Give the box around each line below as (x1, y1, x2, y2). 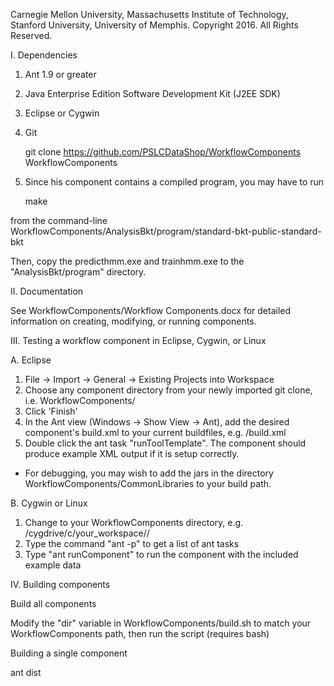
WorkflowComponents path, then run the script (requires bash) (10, 628, 270, 639)
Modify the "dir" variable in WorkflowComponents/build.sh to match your (10, 617, 312, 629)
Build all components (10, 598, 97, 609)
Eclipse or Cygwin (24, 107, 100, 119)
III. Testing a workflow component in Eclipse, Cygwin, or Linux (10, 335, 267, 346)
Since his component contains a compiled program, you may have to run (24, 176, 325, 188)
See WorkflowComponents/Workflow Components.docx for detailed (10, 305, 292, 316)
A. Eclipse (10, 354, 52, 366)
